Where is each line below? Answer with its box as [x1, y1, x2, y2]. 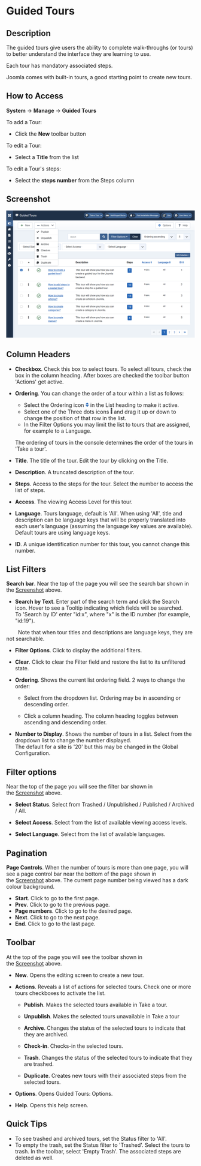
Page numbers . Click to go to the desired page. [14, 907, 133, 915]
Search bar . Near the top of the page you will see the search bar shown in [6, 580, 190, 588]
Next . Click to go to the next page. [14, 913, 100, 921]
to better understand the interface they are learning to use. [6, 50, 151, 58]
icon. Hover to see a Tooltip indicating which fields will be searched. [14, 604, 183, 612]
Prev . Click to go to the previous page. [14, 901, 110, 908]
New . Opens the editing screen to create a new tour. [14, 971, 144, 979]
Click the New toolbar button [14, 130, 87, 137]
